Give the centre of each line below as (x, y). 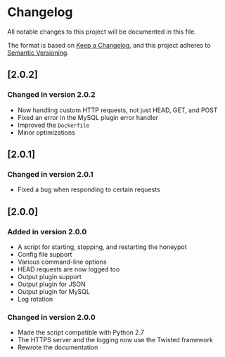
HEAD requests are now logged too (69, 269)
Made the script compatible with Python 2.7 (81, 332)
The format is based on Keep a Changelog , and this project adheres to (109, 45)
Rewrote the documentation (58, 347)
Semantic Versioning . (38, 53)
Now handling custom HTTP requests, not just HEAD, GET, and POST (117, 110)
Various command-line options (62, 262)
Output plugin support (50, 277)
